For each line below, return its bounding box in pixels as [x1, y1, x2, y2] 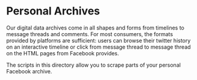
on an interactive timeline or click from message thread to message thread [6, 43, 191, 51]
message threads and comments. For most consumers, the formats [6, 30, 174, 37]
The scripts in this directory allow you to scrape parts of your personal [6, 61, 181, 69]
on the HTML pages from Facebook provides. [6, 49, 119, 57]
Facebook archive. [6, 67, 52, 75]
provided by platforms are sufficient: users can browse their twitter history [6, 37, 191, 44]
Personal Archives [6, 4, 101, 18]
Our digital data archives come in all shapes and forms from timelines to [6, 24, 185, 31]
